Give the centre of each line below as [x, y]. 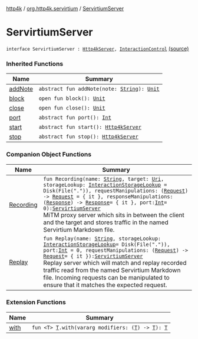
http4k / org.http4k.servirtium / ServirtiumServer [65, 9]
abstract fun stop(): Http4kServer [88, 137]
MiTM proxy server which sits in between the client [114, 215]
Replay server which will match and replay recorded [115, 262]
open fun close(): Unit [72, 108]
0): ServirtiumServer [72, 208]
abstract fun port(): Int [75, 118]
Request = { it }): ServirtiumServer [93, 256]
